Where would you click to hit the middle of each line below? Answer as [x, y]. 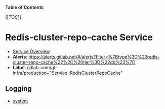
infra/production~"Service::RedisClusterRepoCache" [68, 73]
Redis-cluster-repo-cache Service [79, 38]
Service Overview [31, 51]
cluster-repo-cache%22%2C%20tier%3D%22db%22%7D [74, 62]
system [20, 101]
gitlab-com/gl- [42, 67]
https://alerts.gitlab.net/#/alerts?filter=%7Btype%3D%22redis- [94, 57]
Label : [19, 67]
